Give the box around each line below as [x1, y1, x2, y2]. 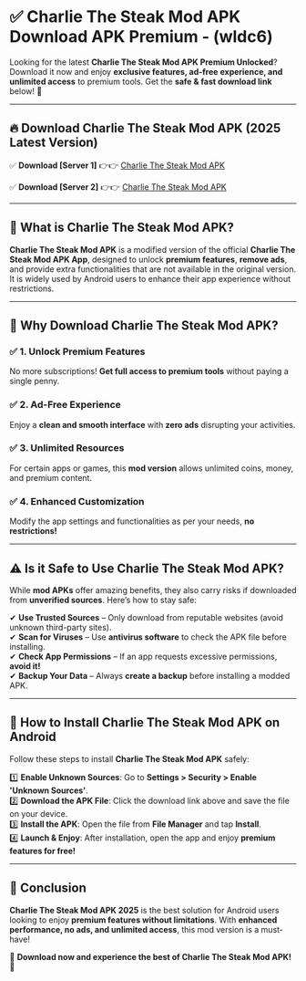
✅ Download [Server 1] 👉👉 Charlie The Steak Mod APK [9, 160, 226, 171]
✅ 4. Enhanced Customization [9, 495, 145, 507]
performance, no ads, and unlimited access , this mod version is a [9, 924, 260, 934]
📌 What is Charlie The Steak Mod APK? [9, 220, 235, 235]
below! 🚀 [9, 85, 43, 97]
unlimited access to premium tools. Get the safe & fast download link [9, 76, 272, 87]
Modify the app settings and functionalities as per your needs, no [9, 516, 255, 527]
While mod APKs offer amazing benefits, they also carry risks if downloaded [9, 584, 298, 595]
